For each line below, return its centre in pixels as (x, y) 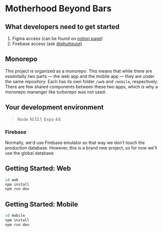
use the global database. (30, 153)
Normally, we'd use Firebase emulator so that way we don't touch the (75, 143)
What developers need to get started (62, 27)
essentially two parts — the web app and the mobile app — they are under (80, 76)
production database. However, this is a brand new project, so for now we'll (81, 147)
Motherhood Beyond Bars (58, 9)
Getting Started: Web (38, 168)
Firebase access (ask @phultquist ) (47, 44)
